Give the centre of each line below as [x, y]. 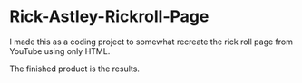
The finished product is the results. [75, 69]
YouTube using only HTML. [60, 51]
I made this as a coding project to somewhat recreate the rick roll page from [151, 41]
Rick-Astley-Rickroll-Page [109, 17]
